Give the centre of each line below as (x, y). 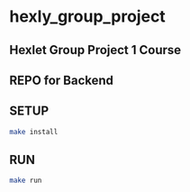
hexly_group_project (88, 17)
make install (34, 132)
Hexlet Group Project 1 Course (95, 50)
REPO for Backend (62, 80)
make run (26, 181)
